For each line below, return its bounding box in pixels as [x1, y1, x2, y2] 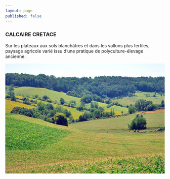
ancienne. [5, 53, 26, 59]
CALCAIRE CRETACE [5, 31, 57, 38]
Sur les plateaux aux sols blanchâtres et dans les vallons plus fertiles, [5, 42, 150, 48]
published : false [5, 13, 42, 19]
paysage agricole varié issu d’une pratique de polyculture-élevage [5, 48, 144, 54]
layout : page [5, 8, 33, 13]
